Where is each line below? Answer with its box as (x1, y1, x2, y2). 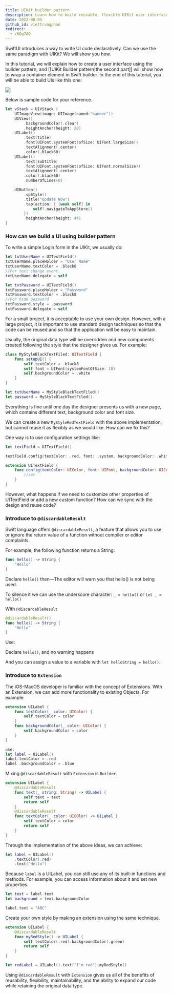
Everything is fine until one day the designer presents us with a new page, (5, 403, 162, 410)
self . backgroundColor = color (24, 728, 88, 733)
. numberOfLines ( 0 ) (24, 178, 63, 183)
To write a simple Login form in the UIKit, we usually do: (5, 244, 123, 251)
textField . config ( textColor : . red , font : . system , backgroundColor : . (5, 453, 159, 459)
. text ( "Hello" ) (14, 861, 47, 866)
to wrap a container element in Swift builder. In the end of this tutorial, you (5, 72, 162, 77)
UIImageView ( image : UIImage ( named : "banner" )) (14, 111, 114, 116)
